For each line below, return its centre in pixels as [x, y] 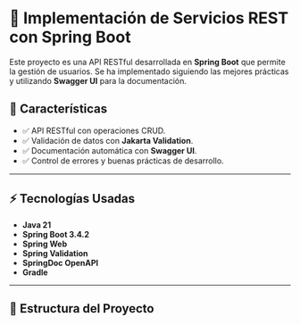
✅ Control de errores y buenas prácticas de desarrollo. [123, 161]
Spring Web [45, 244]
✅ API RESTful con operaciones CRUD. [94, 130]
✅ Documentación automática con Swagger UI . [109, 150]
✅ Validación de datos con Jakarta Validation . [108, 140]
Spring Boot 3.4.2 [56, 234]
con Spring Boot [70, 37]
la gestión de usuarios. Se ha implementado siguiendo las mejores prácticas [149, 71]
